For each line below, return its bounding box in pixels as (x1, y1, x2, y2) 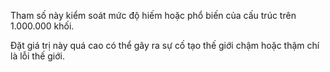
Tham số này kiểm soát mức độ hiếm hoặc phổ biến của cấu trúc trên (10, 10, 297, 21)
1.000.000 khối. (10, 20, 75, 32)
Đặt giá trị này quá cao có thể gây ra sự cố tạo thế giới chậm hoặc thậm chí (10, 40, 320, 51)
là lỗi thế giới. (10, 50, 66, 62)
